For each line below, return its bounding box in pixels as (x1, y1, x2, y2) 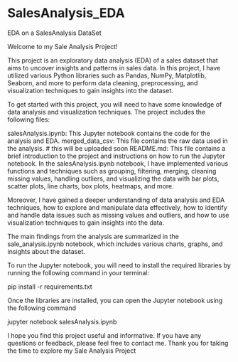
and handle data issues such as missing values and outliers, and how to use (7, 211, 229, 219)
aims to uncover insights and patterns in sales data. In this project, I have (7, 63, 221, 72)
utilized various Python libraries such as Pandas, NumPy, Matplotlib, (7, 71, 207, 80)
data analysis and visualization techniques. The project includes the (7, 107, 206, 116)
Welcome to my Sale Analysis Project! (7, 42, 119, 50)
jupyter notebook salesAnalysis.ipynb (7, 317, 117, 326)
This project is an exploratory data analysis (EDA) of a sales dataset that (7, 55, 218, 65)
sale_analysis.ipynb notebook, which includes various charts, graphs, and (7, 240, 223, 248)
